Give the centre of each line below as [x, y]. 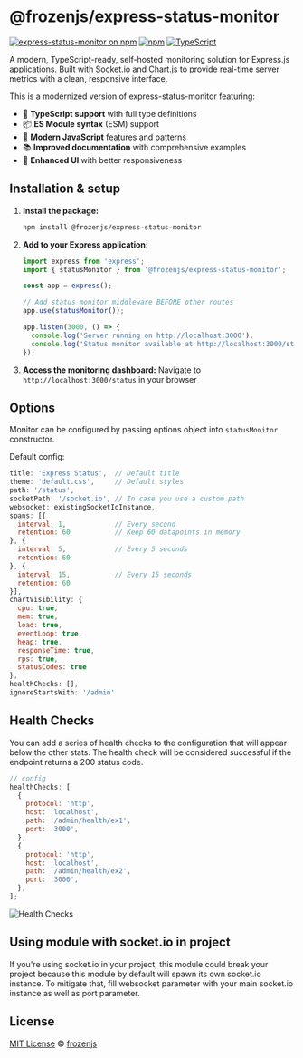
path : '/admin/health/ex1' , [78, 821]
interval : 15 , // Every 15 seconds [105, 574]
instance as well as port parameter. [75, 993]
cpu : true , [38, 608]
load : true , [40, 626]
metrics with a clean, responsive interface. [89, 78]
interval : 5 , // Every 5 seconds [103, 549]
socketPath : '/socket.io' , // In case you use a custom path [127, 499]
